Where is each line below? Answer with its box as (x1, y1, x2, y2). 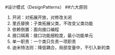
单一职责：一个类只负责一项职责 (12, 39, 76, 44)
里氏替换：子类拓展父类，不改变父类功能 (12, 21, 93, 26)
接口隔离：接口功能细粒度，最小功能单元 (12, 33, 93, 38)
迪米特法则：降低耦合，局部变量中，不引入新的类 (12, 45, 110, 50)
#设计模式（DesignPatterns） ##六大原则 (5, 4, 88, 10)
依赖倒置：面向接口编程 (12, 27, 59, 32)
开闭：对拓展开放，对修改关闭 (12, 14, 72, 20)
